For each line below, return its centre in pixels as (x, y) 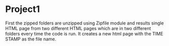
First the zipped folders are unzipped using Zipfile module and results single (85, 23)
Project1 (23, 9)
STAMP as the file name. (31, 39)
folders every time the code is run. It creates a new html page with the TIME (84, 33)
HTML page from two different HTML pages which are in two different (78, 28)
